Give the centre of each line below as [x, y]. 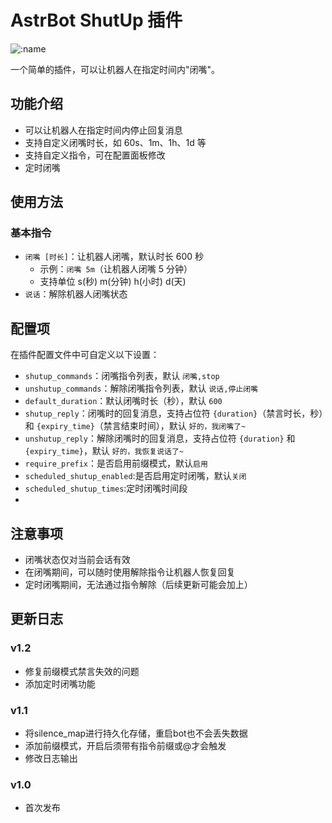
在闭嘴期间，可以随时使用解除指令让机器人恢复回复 [130, 572]
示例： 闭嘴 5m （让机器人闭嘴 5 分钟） [116, 269]
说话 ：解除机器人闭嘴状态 [76, 294]
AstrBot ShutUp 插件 [96, 20]
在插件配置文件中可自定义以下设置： [85, 355]
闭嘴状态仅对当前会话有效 [77, 560]
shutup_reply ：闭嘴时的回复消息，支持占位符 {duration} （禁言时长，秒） [174, 413]
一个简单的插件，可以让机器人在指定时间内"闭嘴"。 [115, 69]
